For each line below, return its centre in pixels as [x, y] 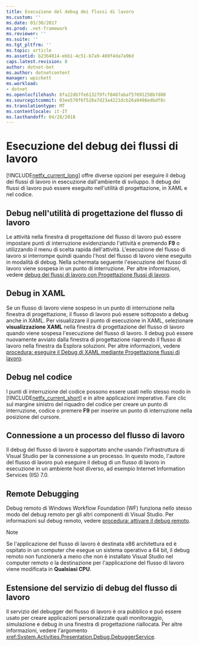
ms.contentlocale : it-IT [37, 111]
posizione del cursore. [34, 417]
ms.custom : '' [24, 17]
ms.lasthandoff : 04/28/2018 [41, 117]
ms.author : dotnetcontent [38, 73]
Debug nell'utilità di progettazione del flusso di [94, 213]
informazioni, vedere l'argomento [47, 631]
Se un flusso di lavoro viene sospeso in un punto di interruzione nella [91, 308]
